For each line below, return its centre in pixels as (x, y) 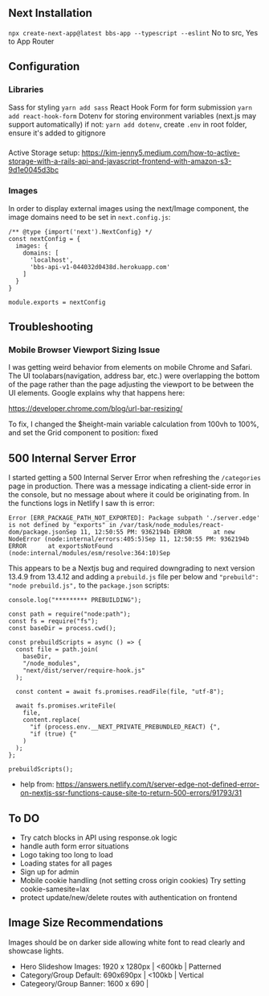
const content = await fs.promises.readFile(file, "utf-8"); (120, 692)
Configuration (44, 66)
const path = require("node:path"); (69, 614)
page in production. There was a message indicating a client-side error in (130, 486)
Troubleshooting (51, 327)
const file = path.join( (57, 649)
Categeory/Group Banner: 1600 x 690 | (84, 983)
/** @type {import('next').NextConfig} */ (80, 232)
